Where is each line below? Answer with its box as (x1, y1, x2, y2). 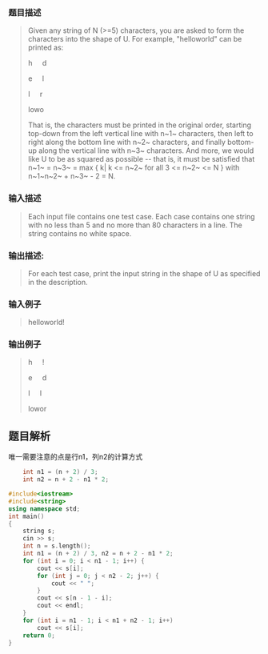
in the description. (27, 277, 88, 287)
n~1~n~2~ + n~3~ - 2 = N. (27, 171, 116, 181)
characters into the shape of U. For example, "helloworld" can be (27, 34, 242, 44)
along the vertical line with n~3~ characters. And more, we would (38, 146, 254, 155)
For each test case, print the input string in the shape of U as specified (27, 268, 261, 278)
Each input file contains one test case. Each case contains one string (27, 211, 255, 221)
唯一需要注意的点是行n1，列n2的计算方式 (8, 452, 143, 462)
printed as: (27, 42, 64, 53)
